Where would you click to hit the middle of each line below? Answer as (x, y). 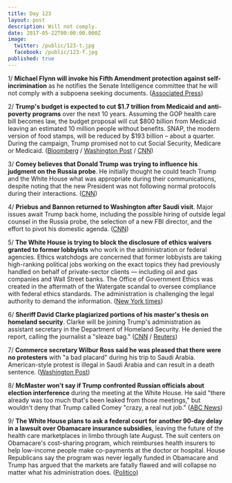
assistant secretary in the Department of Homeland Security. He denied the (115, 329)
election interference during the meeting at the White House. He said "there (117, 392)
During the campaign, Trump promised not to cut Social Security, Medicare (115, 143)
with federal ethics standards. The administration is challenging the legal (111, 293)
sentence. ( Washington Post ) (49, 372)
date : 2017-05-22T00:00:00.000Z (54, 33)
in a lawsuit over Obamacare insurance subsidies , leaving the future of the (116, 428)
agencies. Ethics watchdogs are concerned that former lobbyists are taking (115, 257)
